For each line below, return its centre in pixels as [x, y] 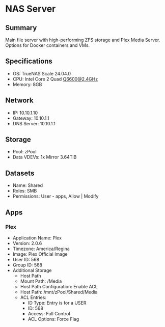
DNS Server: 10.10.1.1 [34, 123]
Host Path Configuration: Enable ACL [59, 286]
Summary [21, 28]
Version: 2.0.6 [27, 243]
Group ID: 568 [27, 265]
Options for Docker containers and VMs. [48, 45]
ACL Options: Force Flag [53, 319]
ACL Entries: [33, 297]
